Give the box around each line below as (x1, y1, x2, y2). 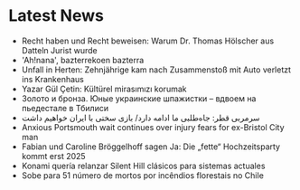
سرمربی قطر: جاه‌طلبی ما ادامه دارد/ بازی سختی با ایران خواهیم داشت (21, 112, 260, 123)
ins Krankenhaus (21, 73, 85, 84)
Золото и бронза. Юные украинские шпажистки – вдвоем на (21, 92, 257, 104)
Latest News (8, 5, 105, 26)
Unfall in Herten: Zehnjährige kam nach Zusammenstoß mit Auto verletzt (21, 64, 291, 75)
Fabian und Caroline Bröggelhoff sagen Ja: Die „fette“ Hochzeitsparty (21, 141, 281, 152)
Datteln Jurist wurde (21, 44, 98, 55)
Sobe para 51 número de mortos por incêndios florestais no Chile (21, 169, 264, 181)
